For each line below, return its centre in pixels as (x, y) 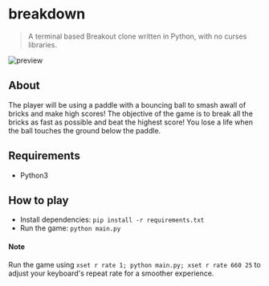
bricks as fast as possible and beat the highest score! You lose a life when (131, 122)
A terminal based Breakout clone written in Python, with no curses (137, 36)
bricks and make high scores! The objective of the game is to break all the (130, 113)
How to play (39, 200)
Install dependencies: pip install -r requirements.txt (112, 220)
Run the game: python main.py (70, 228)
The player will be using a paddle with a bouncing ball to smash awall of (127, 104)
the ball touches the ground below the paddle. (85, 130)
